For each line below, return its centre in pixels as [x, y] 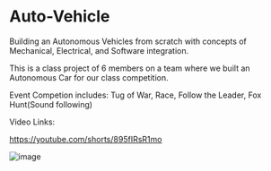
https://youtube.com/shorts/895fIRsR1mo [86, 139]
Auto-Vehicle [60, 17]
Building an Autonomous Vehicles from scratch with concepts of [128, 41]
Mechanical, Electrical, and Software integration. [99, 50]
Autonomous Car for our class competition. [89, 77]
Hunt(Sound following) [51, 104]
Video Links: [32, 122]
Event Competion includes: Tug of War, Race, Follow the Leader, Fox [135, 95]
